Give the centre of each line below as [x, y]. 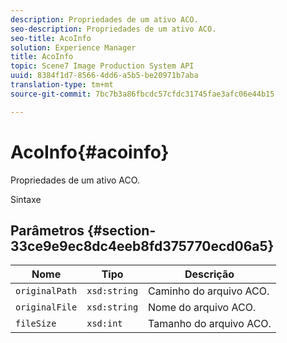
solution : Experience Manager [73, 47]
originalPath [46, 291]
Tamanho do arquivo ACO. [210, 324]
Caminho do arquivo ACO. [209, 291]
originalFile [46, 307]
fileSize [36, 324]
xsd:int [104, 324]
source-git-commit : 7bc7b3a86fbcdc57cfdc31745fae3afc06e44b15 [142, 94]
